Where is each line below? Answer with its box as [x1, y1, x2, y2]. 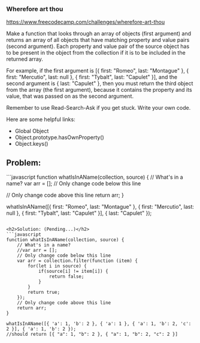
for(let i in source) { [28, 263, 87, 269]
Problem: [6, 158, 41, 168]
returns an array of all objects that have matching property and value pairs [6, 37, 190, 44]
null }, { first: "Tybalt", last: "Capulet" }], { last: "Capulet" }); [6, 209, 152, 217]
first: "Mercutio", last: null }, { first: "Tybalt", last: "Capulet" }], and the [6, 74, 178, 81]
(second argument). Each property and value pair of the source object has [6, 43, 190, 50]
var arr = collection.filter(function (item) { [17, 258, 138, 264]
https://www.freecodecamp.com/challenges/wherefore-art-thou [6, 19, 165, 26]
